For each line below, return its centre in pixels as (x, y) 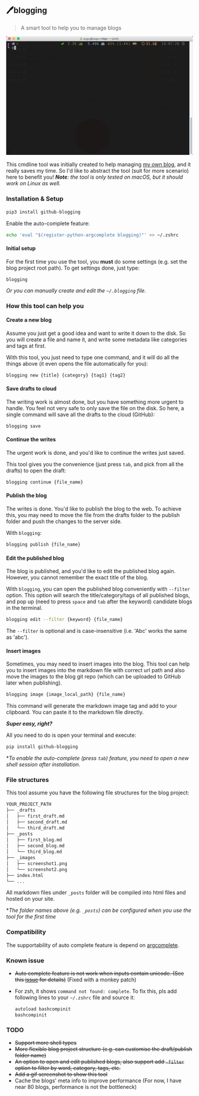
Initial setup (21, 248)
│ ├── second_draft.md (37, 822)
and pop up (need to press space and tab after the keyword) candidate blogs (99, 601)
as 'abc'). (17, 637)
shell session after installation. (43, 764)
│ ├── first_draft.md (36, 816)
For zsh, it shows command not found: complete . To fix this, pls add (96, 991)
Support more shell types (46, 1043)
